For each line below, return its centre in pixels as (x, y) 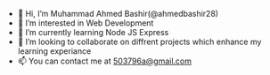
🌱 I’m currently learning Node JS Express (93, 32)
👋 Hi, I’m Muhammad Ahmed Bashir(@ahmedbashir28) (118, 14)
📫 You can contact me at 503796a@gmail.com (104, 61)
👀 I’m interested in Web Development (86, 23)
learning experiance (54, 51)
